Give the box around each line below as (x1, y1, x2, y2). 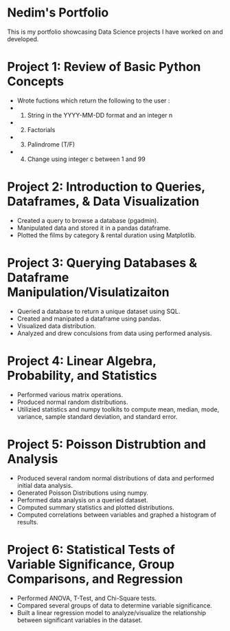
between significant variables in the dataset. (16, 616, 143, 624)
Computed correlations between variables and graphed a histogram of (16, 511, 217, 519)
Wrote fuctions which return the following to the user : (16, 96, 170, 105)
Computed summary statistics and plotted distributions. (16, 503, 174, 511)
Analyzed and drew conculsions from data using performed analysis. (16, 329, 212, 337)
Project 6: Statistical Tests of (7, 542, 175, 557)
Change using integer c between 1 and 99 (27, 155, 146, 163)
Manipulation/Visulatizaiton (7, 284, 170, 300)
